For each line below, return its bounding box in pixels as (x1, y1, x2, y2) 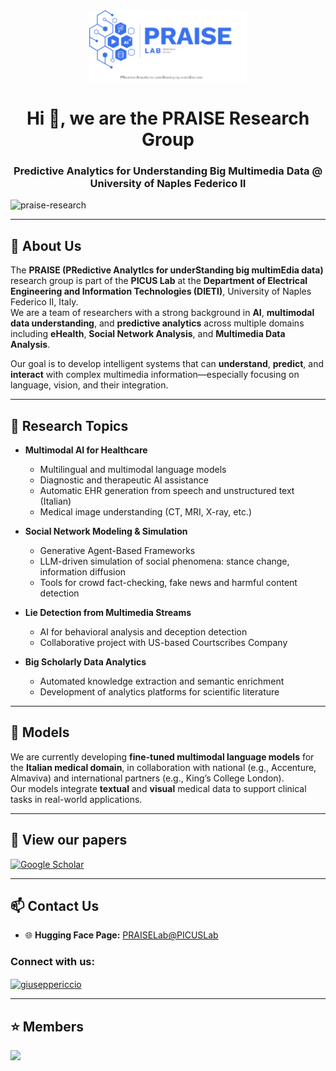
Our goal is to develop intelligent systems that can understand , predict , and (10, 358, 324, 370)
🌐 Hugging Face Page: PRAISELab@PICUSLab (24, 929, 219, 941)
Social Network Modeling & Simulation (24, 525, 188, 538)
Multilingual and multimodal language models (39, 464, 227, 476)
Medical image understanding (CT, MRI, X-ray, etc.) (39, 506, 253, 518)
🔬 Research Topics (10, 417, 129, 434)
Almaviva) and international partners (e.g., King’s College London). (10, 772, 285, 784)
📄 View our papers (10, 832, 128, 849)
